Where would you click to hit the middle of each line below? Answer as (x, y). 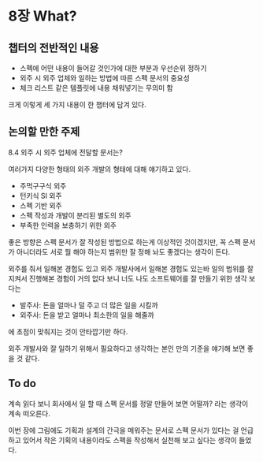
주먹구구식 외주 (43, 185)
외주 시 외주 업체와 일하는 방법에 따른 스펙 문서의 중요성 (105, 78)
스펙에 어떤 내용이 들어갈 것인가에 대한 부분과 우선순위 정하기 (113, 68)
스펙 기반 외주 (41, 205)
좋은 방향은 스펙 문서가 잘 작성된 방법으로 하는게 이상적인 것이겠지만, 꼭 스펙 (125, 242)
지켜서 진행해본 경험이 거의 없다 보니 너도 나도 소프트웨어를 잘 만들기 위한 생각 (128, 278)
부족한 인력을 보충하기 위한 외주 (68, 225)
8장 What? (43, 16)
